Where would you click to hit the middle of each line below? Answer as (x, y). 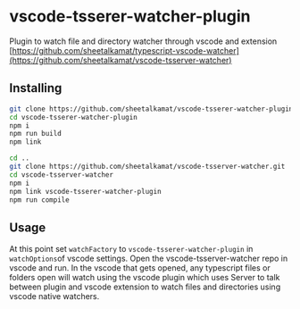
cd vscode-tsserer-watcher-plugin (74, 117)
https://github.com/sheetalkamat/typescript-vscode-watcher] (125, 50)
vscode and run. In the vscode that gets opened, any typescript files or (140, 268)
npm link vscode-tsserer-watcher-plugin (86, 191)
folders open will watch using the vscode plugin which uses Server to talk (145, 278)
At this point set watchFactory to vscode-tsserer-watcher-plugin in (131, 249)
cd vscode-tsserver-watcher (62, 175)
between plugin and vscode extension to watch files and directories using (145, 287)
